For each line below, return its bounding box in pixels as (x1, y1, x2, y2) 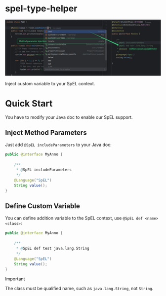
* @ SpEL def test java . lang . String (16, 246, 90, 251)
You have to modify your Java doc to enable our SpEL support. (5, 114, 133, 120)
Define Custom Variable (5, 202, 80, 210)
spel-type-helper (5, 3, 78, 14)
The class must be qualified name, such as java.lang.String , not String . (5, 285, 154, 291)
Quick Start (5, 98, 53, 109)
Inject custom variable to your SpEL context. (5, 81, 95, 87)
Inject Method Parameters (5, 129, 87, 137)
